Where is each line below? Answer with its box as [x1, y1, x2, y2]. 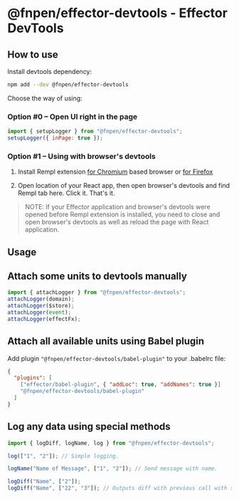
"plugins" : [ [14, 374, 53, 382]
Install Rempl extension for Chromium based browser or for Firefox [17, 167, 213, 176]
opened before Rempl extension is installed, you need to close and [24, 210, 221, 219]
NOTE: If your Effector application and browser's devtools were [24, 203, 211, 211]
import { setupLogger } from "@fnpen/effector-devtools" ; [7, 128, 183, 135]
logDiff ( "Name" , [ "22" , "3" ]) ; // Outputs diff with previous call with [7, 485, 228, 492]
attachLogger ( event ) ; [7, 309, 72, 316]
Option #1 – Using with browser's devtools [7, 151, 156, 161]
